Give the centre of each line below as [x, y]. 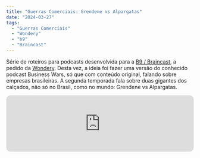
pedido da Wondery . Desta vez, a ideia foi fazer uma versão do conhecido [97, 68]
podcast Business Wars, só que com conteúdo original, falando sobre [91, 74]
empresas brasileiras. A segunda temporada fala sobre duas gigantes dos [97, 80]
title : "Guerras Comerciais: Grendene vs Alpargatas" [74, 12]
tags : [13, 23]
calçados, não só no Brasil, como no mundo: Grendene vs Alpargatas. [92, 87]
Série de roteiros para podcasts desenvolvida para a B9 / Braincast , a [91, 61]
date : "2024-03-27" [30, 17]
